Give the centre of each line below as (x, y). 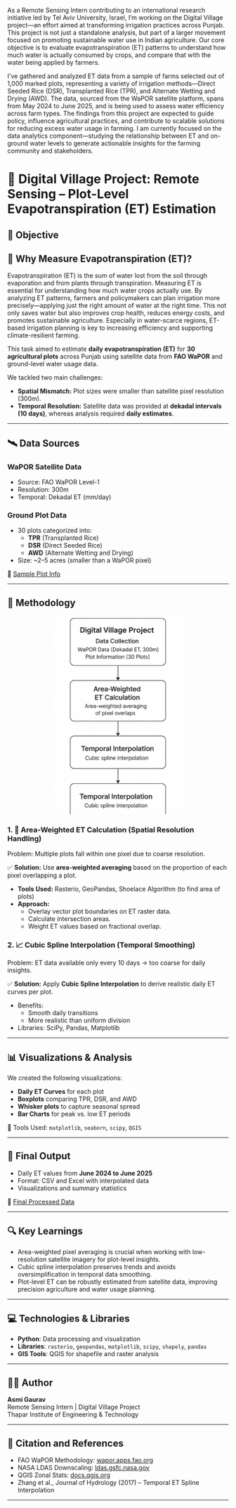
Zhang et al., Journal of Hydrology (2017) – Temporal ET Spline (108, 1483)
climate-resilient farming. (44, 335)
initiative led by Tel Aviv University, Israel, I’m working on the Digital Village (115, 18)
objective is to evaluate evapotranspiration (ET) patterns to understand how (117, 47)
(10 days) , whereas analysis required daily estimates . (96, 413)
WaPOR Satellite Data (45, 467)
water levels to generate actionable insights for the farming (115, 143)
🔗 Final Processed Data (41, 1201)
